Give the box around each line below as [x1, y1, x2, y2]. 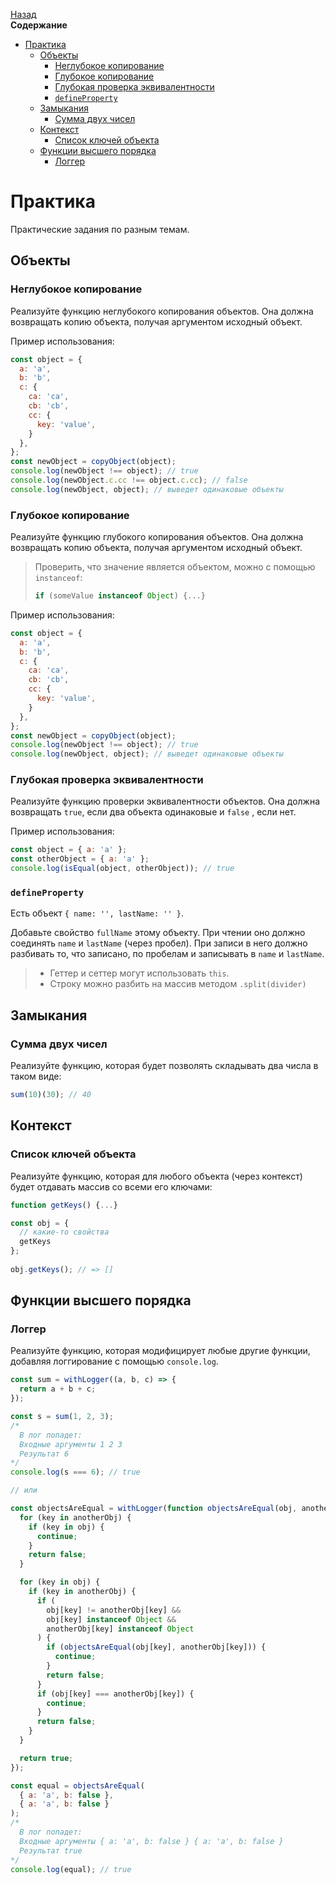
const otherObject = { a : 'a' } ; [10, 854, 150, 864]
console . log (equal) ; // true [10, 1864, 132, 1874]
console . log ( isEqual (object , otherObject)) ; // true [10, 864, 235, 874]
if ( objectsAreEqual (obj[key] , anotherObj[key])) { [46, 1642, 267, 1653]
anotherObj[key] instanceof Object [46, 1624, 195, 1634]
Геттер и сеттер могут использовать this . [49, 967, 230, 979]
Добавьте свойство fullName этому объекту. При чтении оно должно [10, 927, 306, 939]
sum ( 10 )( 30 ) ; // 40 [10, 1090, 92, 1100]
